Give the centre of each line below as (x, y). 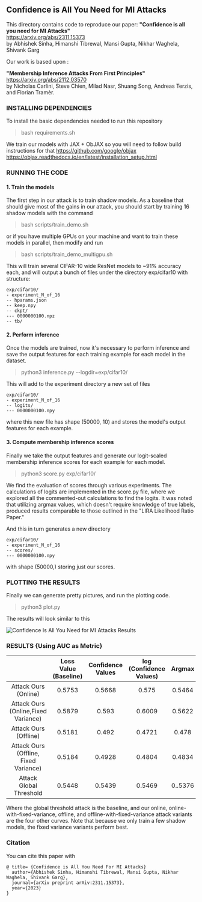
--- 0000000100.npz (31, 316)
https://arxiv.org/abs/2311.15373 (46, 37)
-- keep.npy (21, 306)
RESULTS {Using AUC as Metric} (54, 645)
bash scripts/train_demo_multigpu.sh (67, 254)
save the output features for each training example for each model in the (96, 355)
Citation (18, 843)
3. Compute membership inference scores (60, 442)
